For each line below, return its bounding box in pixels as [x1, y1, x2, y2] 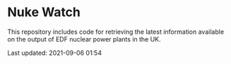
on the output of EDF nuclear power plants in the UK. [7, 34, 161, 43]
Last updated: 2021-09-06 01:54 [7, 49, 102, 57]
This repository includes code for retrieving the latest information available [7, 27, 225, 36]
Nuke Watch [7, 4, 81, 20]
